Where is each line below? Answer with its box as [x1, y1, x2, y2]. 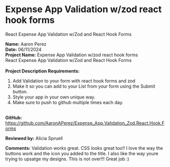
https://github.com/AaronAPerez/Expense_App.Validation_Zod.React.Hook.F [5, 120, 165, 126]
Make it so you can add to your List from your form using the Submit [12, 83, 156, 89]
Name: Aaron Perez [5, 41, 47, 47]
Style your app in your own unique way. [12, 94, 95, 100]
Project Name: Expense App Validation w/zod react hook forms [5, 52, 138, 58]
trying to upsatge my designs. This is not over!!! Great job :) [5, 156, 129, 162]
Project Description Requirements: [5, 68, 80, 74]
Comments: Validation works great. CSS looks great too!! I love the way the [5, 145, 163, 151]
